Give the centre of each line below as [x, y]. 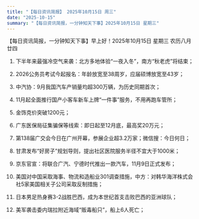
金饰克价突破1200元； [43, 113]
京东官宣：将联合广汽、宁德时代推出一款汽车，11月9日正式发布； [96, 164]
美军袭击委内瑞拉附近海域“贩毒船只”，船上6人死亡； [80, 210]
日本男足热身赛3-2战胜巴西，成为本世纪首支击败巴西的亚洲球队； [96, 197]
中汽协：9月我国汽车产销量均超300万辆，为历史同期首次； [88, 87]
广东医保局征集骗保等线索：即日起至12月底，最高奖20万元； [90, 125]
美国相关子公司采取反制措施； [67, 184]
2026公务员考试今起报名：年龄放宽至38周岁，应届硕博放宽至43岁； [100, 74]
